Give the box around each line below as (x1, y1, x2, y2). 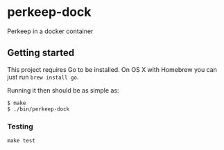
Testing (7, 122, 33, 131)
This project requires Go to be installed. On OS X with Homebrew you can (7, 65, 217, 73)
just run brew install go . (7, 73, 79, 81)
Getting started (7, 47, 75, 59)
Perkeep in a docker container (7, 27, 94, 35)
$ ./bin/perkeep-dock (7, 105, 70, 113)
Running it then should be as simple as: (7, 86, 119, 94)
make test (7, 138, 36, 144)
